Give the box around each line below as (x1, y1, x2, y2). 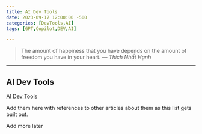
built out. (6, 111, 28, 118)
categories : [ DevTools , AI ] (6, 20, 74, 26)
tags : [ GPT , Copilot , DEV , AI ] (6, 25, 77, 32)
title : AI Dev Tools (6, 8, 58, 15)
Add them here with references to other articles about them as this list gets (6, 105, 192, 112)
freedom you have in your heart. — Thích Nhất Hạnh (20, 53, 151, 61)
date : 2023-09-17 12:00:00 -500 (6, 14, 87, 20)
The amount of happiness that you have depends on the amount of (20, 47, 187, 55)
